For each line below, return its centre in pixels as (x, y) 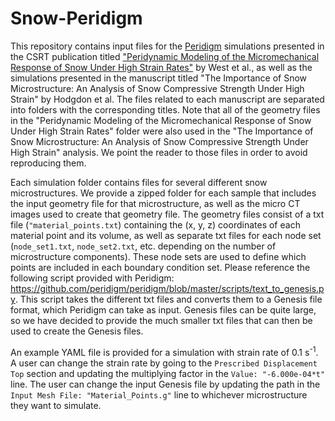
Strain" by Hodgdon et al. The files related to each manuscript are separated (167, 99)
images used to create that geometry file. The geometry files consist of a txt (167, 214)
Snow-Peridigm (76, 18)
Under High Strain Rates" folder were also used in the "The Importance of (162, 131)
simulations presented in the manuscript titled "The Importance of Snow (159, 78)
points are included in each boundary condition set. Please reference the (160, 267)
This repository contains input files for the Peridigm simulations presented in (167, 46)
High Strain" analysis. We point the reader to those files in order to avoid (159, 152)
